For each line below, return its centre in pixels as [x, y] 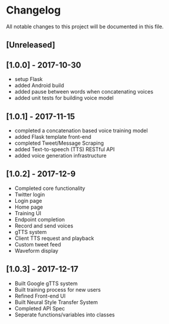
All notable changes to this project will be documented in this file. [85, 26]
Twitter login [30, 194]
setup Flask [28, 79]
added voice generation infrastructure [60, 155]
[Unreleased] [31, 45]
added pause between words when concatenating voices [84, 92]
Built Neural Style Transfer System [56, 302]
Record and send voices [44, 226]
